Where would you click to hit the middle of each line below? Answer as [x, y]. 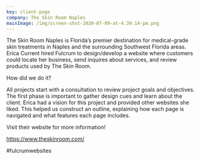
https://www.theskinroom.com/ [45, 139]
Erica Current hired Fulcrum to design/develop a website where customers [100, 53]
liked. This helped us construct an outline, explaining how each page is [95, 109]
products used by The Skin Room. [49, 66]
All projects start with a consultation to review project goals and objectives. [100, 90]
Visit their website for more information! [56, 127]
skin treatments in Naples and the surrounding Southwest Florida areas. [96, 47]
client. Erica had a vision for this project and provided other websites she [98, 103]
